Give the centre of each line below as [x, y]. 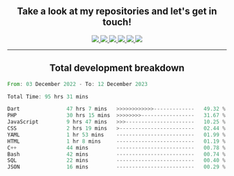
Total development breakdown [117, 68]
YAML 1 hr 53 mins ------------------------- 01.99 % [117, 134]
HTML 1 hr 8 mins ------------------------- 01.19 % [117, 141]
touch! [117, 23]
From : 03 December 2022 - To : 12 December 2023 [78, 84]
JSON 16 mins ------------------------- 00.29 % [117, 167]
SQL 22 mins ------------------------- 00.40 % [117, 161]
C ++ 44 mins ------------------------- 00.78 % [117, 148]
